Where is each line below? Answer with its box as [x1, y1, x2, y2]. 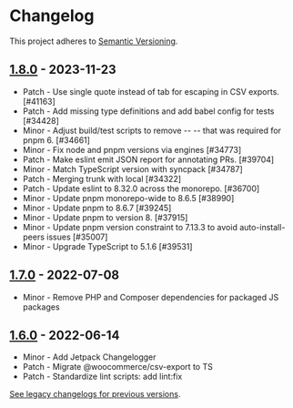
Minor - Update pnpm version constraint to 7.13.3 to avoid [22, 221, 238, 232]
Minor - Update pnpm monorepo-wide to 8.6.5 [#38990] [22, 192, 235, 203]
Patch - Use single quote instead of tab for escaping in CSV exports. [22, 86, 280, 97]
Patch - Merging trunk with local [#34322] [22, 173, 182, 184]
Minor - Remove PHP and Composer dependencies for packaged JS [22, 291, 279, 302]
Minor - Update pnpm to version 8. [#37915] [22, 211, 188, 223]
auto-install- [239, 221, 286, 232]
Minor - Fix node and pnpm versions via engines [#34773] [22, 144, 242, 155]
